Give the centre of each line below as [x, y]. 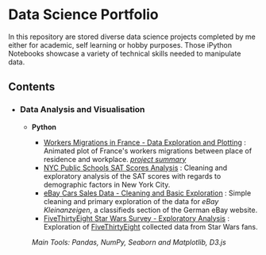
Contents [32, 87]
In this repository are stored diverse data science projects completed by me [132, 37]
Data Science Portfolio [83, 15]
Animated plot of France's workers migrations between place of [148, 151]
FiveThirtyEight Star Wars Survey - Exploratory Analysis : [137, 218]
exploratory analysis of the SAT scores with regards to [132, 176]
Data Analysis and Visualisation [82, 110]
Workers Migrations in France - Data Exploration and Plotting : [145, 142]
